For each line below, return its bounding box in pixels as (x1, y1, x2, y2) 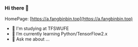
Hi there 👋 (4, 4, 29, 11)
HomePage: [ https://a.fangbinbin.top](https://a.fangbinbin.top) (4, 16, 133, 22)
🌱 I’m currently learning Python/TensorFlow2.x (11, 31, 108, 37)
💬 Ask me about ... (11, 36, 50, 42)
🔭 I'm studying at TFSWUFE (11, 25, 69, 31)
